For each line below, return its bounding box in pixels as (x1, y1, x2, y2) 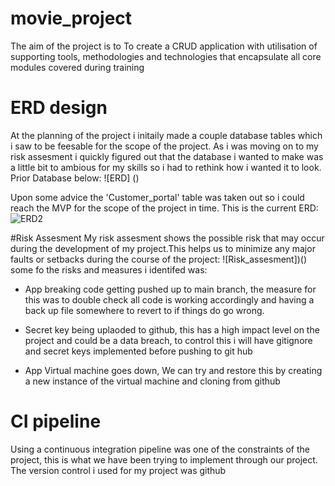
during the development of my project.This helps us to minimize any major (10, 242, 316, 254)
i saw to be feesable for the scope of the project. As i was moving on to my (10, 140, 319, 152)
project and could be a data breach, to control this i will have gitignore (24, 334, 313, 346)
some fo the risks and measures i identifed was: (10, 263, 208, 276)
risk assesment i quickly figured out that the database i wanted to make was (10, 150, 324, 162)
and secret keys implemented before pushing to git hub (24, 345, 253, 357)
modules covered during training (10, 61, 145, 73)
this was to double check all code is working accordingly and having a (24, 293, 315, 306)
